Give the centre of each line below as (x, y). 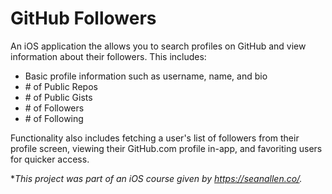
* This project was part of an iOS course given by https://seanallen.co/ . (156, 178)
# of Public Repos (61, 86)
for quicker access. (50, 159)
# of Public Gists (58, 97)
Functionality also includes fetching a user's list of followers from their (155, 138)
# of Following (54, 118)
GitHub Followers (83, 18)
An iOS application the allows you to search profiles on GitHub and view (158, 46)
